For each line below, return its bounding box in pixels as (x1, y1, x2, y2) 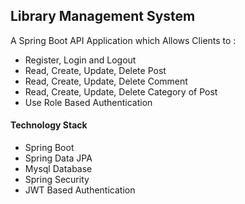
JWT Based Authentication (24, 184, 136, 196)
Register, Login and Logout (24, 54, 137, 66)
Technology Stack (10, 119, 88, 131)
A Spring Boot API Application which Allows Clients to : (10, 34, 237, 46)
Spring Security (24, 174, 90, 186)
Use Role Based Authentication (24, 96, 153, 108)
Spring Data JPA (24, 152, 93, 164)
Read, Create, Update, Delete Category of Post (24, 85, 218, 98)
